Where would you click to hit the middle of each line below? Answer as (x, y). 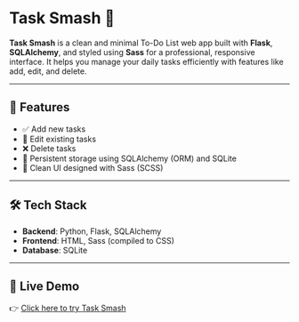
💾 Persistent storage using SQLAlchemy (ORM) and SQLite (129, 158)
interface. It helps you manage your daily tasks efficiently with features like (146, 61)
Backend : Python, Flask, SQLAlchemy (92, 231)
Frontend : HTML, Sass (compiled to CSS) (98, 240)
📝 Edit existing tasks (59, 139)
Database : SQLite (55, 250)
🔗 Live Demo (44, 286)
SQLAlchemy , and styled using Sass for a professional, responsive (132, 52)
